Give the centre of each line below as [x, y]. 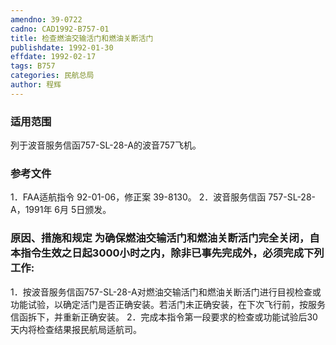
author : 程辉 [36, 85]
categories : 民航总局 [52, 76]
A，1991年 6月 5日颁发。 [61, 210]
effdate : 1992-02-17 [53, 57]
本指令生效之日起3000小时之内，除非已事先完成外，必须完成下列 [167, 253]
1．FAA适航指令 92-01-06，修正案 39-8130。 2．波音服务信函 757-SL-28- [163, 197]
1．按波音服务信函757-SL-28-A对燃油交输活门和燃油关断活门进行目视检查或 [166, 292]
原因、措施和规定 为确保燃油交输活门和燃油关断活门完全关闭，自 [165, 238]
